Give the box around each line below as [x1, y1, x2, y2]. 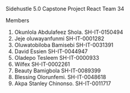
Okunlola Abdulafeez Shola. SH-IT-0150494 [14, 28, 123, 36]
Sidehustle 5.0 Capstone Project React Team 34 [5, 5, 125, 12]
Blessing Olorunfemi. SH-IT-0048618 [14, 74, 107, 80]
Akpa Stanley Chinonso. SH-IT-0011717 [14, 80, 111, 87]
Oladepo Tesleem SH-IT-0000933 [14, 54, 100, 61]
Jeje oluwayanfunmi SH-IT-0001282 [14, 35, 105, 42]
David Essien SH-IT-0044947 [14, 48, 88, 55]
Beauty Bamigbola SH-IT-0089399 [14, 67, 101, 74]
